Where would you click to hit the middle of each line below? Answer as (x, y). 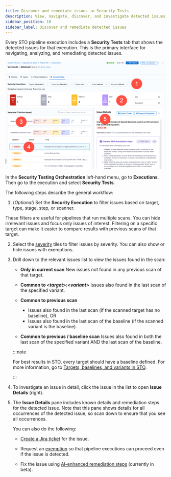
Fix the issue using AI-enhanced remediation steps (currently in (87, 464)
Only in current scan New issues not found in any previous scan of (91, 270)
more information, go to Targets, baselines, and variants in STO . (80, 367)
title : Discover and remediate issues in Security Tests (67, 11)
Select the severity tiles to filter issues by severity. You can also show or (89, 244)
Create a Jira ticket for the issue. (55, 439)
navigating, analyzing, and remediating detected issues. (64, 53)
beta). (27, 470)
